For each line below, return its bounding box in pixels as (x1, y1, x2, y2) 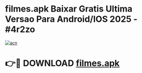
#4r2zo (5, 24, 35, 35)
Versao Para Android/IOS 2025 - (5, 14, 138, 25)
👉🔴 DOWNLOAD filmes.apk (5, 58, 120, 69)
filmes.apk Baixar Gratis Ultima (5, 3, 133, 15)
